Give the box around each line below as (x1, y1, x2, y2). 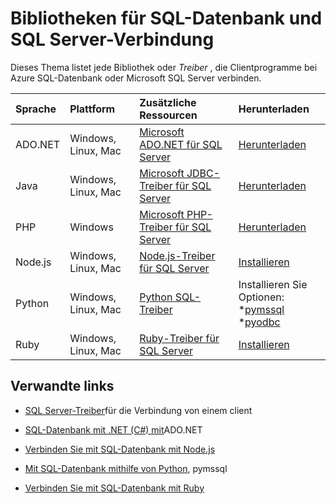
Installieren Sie (238, 277, 308, 291)
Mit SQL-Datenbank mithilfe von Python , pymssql (24, 462, 228, 474)
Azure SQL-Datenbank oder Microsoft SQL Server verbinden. (10, 72, 262, 84)
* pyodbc (238, 315, 281, 329)
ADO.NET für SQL (139, 137, 223, 151)
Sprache (15, 102, 57, 116)
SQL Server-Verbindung (10, 28, 215, 51)
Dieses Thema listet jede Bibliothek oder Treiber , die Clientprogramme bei (10, 61, 318, 73)
